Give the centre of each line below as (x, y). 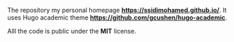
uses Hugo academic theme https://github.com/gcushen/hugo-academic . (117, 17)
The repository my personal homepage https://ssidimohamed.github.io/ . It (117, 10)
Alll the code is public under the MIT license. (72, 31)
